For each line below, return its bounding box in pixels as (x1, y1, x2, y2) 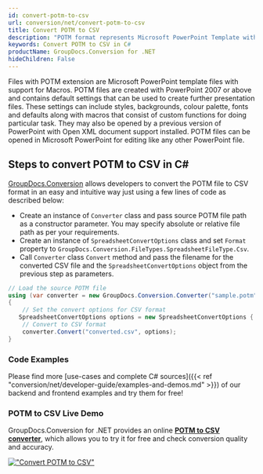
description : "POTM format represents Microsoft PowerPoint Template (8, 33, 240, 42)
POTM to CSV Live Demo (8, 407, 104, 418)
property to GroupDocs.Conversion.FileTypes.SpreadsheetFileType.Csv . (19, 244, 250, 253)
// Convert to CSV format (22, 321, 107, 329)
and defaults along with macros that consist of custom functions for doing (8, 110, 247, 119)
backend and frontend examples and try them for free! (8, 388, 184, 397)
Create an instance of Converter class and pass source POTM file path (19, 210, 247, 220)
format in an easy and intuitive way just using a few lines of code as (8, 187, 227, 196)
